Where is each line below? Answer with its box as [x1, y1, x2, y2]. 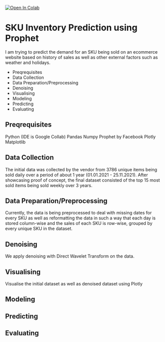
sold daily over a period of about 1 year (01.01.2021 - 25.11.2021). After [5, 172, 148, 178]
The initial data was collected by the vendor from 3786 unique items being [5, 166, 158, 172]
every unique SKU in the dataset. [5, 226, 73, 232]
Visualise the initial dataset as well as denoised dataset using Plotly [5, 281, 143, 286]
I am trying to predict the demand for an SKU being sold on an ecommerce [5, 49, 158, 55]
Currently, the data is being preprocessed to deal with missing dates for [5, 210, 152, 216]
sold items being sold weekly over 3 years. [5, 182, 93, 188]
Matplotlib [5, 139, 26, 145]
